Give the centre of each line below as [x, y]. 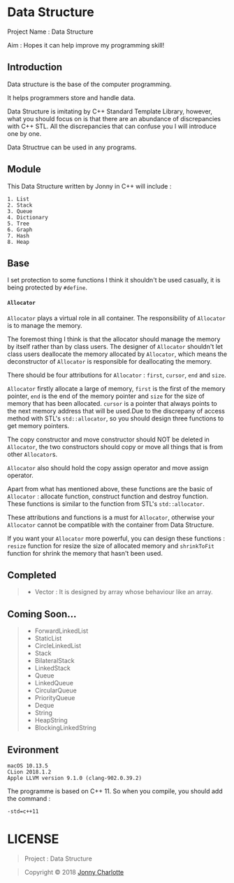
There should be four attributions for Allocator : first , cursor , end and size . [117, 375]
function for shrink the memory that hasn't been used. [85, 553]
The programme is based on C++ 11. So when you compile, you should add [115, 791]
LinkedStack [53, 668]
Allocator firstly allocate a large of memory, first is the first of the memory [116, 388]
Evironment [33, 749]
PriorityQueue [55, 698]
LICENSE [33, 839]
